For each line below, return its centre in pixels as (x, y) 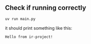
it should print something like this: (39, 28)
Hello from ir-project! (29, 37)
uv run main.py (20, 19)
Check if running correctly (45, 8)
